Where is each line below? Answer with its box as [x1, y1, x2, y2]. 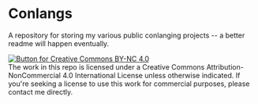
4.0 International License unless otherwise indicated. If [62, 70, 241, 80]
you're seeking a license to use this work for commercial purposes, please [8, 79, 250, 88]
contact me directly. [8, 87, 73, 96]
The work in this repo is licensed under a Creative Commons [8, 62, 205, 71]
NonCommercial [8, 70, 62, 80]
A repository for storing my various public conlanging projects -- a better [8, 30, 245, 40]
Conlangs [8, 5, 73, 23]
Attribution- [206, 62, 245, 71]
